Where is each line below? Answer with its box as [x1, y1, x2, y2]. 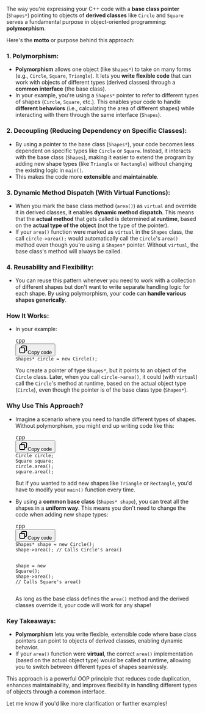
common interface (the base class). [15, 85, 107, 92]
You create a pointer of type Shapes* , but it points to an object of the [15, 367, 187, 374]
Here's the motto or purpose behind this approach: [6, 37, 135, 43]
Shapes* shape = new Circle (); [15, 541, 95, 547]
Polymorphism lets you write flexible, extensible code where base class [15, 630, 197, 638]
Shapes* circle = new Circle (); [15, 356, 98, 362]
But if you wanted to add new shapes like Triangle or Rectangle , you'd [15, 479, 192, 487]
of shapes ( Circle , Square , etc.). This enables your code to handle [15, 98, 181, 106]
